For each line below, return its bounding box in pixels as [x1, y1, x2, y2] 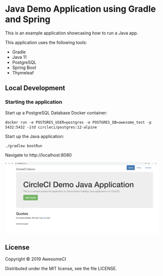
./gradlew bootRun [5, 143, 42, 148]
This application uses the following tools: [5, 39, 87, 45]
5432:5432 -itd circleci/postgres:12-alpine [5, 125, 97, 130]
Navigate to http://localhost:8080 [5, 152, 72, 158]
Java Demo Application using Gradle [5, 3, 156, 15]
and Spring [5, 14, 51, 25]
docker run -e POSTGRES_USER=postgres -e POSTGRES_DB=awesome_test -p [5, 120, 152, 125]
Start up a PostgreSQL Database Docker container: [5, 110, 107, 115]
